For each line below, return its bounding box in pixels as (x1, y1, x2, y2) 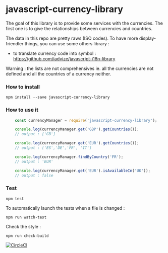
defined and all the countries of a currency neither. (6, 70, 111, 76)
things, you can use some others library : (24, 40, 110, 46)
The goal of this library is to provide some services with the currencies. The (6, 20, 163, 26)
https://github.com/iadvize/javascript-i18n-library (13, 55, 116, 61)
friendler (6, 40, 24, 46)
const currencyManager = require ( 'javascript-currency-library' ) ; (15, 118, 157, 123)
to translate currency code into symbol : (13, 50, 96, 56)
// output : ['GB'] (15, 132, 56, 137)
